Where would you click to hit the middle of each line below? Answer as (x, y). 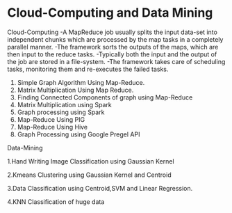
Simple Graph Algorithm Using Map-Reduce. (81, 82)
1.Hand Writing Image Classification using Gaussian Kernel (91, 161)
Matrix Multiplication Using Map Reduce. (75, 90)
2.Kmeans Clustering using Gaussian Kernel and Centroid (89, 175)
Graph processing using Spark (61, 112)
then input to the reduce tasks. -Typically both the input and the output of (112, 54)
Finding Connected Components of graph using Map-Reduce (105, 97)
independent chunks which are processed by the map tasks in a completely (115, 39)
